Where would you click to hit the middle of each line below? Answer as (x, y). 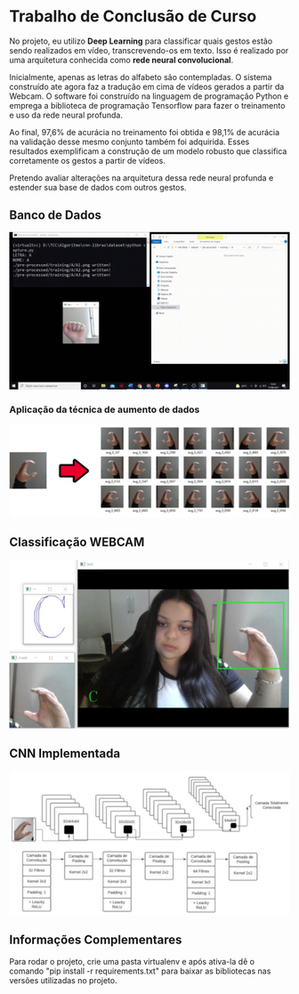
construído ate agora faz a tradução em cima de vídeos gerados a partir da (147, 86)
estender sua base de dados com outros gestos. (98, 187)
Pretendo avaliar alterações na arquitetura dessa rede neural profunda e (141, 178)
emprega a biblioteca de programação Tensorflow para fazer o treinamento (147, 105)
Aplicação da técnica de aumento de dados (105, 409)
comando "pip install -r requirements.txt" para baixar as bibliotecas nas (140, 971)
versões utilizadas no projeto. (63, 980)
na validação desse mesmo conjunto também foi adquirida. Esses (129, 141)
